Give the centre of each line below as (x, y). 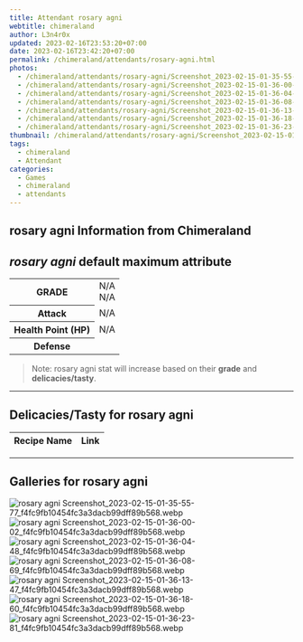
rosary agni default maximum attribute (120, 262)
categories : (32, 169)
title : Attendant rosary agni (66, 18)
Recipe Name (43, 440)
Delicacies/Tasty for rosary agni (101, 415)
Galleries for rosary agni (79, 481)
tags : (19, 144)
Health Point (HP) (52, 329)
